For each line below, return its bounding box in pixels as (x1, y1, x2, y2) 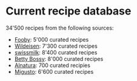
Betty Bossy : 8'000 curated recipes (14, 55, 104, 62)
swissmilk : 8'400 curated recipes (14, 48, 98, 56)
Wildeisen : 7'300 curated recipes (14, 42, 98, 50)
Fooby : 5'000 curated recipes (14, 36, 89, 43)
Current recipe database (5, 4, 132, 18)
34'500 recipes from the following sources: (5, 24, 114, 31)
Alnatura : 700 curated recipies (14, 62, 90, 69)
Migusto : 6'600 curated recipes (14, 68, 94, 75)
